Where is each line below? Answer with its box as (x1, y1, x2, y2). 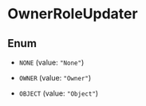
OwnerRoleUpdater (7, 5, 138, 23)
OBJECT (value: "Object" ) (18, 88, 99, 98)
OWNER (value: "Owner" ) (18, 73, 92, 82)
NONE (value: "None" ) (18, 57, 85, 67)
